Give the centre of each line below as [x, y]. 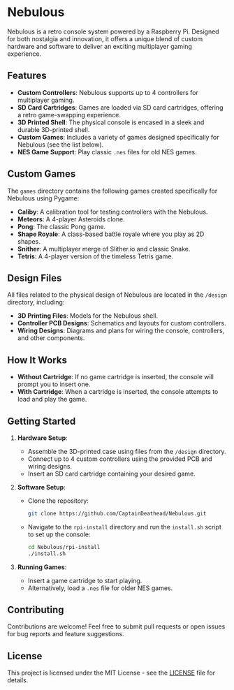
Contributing [36, 610]
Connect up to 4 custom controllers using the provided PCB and [120, 459]
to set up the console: [59, 534]
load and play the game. [52, 399]
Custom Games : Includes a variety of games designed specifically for [118, 137]
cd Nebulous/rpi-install [64, 547]
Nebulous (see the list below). [60, 145]
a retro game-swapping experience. [69, 115]
